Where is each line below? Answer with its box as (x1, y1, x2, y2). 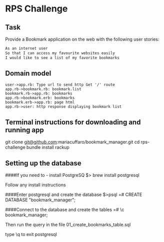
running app (5, 126, 44, 134)
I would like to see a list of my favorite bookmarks (5, 55, 120, 60)
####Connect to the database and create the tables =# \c (5, 206, 124, 213)
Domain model (5, 69, 51, 78)
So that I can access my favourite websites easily (5, 51, 115, 56)
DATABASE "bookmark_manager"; (5, 197, 76, 203)
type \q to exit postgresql (5, 231, 57, 237)
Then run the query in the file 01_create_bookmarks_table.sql (5, 221, 131, 228)
